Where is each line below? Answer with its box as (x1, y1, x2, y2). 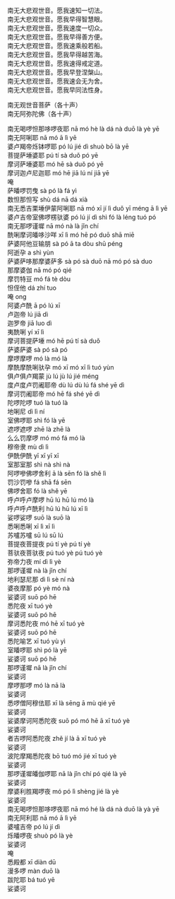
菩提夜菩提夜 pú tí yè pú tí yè (7, 540, 91, 548)
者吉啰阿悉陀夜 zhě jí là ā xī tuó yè (7, 734, 107, 742)
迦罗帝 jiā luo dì (7, 319, 52, 327)
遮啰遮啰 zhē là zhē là (7, 425, 71, 433)
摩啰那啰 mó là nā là (7, 681, 66, 689)
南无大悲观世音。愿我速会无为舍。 (7, 77, 107, 85)
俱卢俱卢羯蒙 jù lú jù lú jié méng (7, 372, 99, 380)
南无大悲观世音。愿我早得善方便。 (7, 33, 107, 41)
